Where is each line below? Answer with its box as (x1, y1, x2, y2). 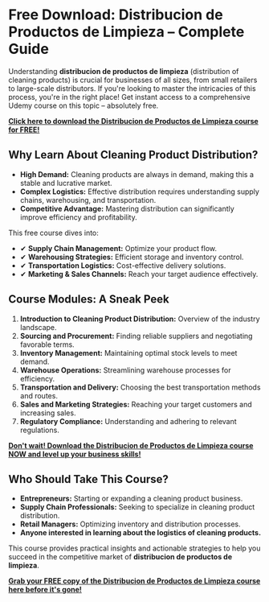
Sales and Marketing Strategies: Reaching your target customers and (19, 399, 253, 409)
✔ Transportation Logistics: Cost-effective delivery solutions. (19, 260, 226, 270)
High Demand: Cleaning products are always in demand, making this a (19, 169, 255, 179)
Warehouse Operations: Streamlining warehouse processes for (19, 365, 231, 375)
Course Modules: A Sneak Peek (8, 292, 170, 307)
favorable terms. (19, 340, 75, 349)
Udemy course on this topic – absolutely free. (8, 101, 159, 110)
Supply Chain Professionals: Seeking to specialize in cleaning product (19, 502, 255, 512)
